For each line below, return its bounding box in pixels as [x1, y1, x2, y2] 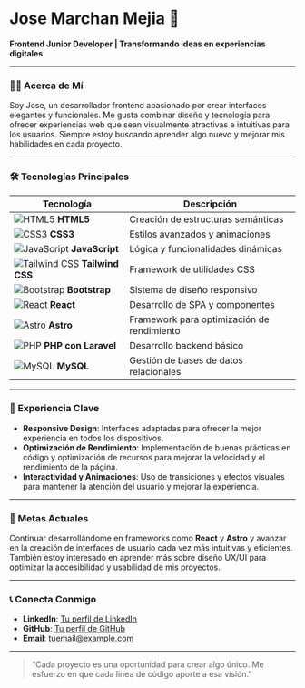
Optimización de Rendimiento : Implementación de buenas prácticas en [22, 441, 291, 453]
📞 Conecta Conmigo [9, 593, 97, 606]
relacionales [129, 365, 182, 378]
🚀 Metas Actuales [9, 511, 89, 524]
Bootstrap [66, 283, 111, 296]
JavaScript [71, 242, 120, 255]
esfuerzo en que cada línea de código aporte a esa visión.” [31, 669, 252, 680]
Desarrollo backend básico [129, 339, 244, 351]
